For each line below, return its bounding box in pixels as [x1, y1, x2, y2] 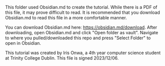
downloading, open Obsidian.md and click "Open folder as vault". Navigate [5, 30, 159, 35]
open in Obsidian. [5, 40, 41, 46]
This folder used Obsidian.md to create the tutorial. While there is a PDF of [5, 4, 158, 10]
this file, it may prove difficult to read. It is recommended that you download [5, 9, 161, 15]
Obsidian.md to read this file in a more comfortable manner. [5, 15, 127, 20]
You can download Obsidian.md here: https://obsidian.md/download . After [5, 24, 158, 30]
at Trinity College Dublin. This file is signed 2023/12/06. [5, 55, 119, 61]
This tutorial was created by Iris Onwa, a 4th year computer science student [5, 50, 161, 56]
